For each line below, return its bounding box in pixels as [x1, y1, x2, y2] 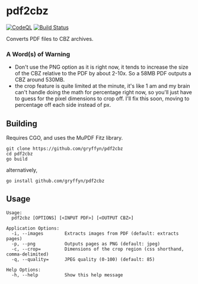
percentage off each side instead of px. [14, 101, 111, 109]
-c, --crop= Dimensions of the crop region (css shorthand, [11, 246, 184, 252]
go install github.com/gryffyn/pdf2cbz [6, 178, 105, 184]
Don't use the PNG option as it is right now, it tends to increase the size [14, 63, 189, 71]
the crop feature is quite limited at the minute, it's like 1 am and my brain [14, 82, 191, 90]
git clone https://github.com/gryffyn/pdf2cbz [6, 146, 123, 152]
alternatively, [6, 167, 38, 174]
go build [6, 156, 28, 162]
